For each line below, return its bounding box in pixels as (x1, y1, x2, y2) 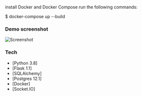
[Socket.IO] (12, 86, 35, 92)
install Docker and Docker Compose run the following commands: (5, 4, 138, 10)
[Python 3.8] (12, 60, 38, 66)
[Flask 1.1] (12, 65, 32, 71)
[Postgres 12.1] (12, 76, 42, 81)
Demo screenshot (5, 25, 48, 32)
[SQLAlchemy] (12, 70, 42, 76)
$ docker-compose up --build (5, 14, 65, 19)
